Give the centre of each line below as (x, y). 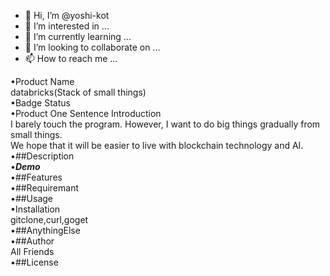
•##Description (42, 156)
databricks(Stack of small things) (78, 92)
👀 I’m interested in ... (67, 26)
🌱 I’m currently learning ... (78, 36)
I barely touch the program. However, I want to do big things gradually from (165, 124)
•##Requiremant (44, 188)
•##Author (32, 241)
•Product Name (42, 81)
